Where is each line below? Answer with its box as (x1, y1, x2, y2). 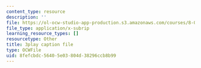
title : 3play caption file (6, 42, 74, 48)
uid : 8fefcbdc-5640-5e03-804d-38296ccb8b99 (6, 53, 117, 59)
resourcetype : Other (6, 36, 58, 42)
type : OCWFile (6, 47, 42, 53)
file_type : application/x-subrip (6, 25, 90, 31)
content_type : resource (6, 8, 66, 15)
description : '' (6, 14, 47, 20)
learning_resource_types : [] (6, 31, 79, 37)
